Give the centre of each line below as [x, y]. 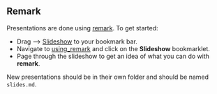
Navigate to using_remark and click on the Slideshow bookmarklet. [113, 48]
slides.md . [22, 84]
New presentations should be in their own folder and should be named [108, 77]
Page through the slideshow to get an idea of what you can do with [113, 56]
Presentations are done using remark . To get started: [82, 28]
